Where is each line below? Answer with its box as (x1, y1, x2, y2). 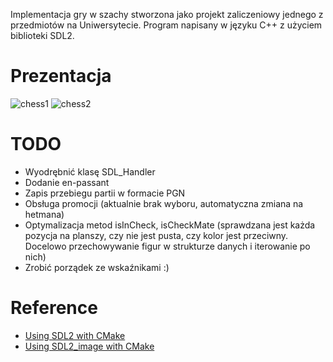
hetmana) (24, 208, 65, 220)
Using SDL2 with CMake (24, 329, 126, 341)
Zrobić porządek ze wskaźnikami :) (24, 261, 170, 273)
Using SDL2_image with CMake (24, 340, 155, 352)
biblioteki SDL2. (10, 30, 75, 41)
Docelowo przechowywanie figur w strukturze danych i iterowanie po (24, 240, 311, 252)
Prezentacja (10, 65, 112, 88)
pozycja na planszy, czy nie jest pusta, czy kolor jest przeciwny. (24, 229, 289, 241)
